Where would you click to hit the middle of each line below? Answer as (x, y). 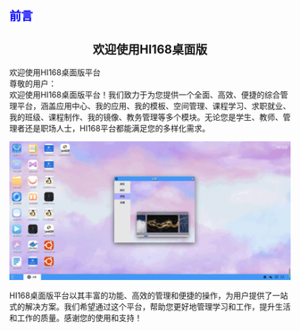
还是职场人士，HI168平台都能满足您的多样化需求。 (117, 129)
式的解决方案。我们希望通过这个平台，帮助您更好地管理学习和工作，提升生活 (150, 307)
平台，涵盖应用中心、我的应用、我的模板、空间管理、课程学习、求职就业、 (154, 106)
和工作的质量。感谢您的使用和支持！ (76, 318)
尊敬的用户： (33, 84)
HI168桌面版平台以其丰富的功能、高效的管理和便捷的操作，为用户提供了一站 (149, 296)
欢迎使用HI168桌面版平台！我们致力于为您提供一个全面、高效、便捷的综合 (145, 95)
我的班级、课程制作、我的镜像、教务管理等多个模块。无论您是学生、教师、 (146, 117)
